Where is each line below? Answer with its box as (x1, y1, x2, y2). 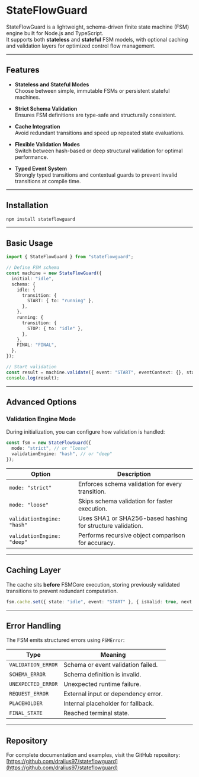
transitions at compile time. (14, 177, 81, 184)
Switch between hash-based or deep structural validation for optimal (14, 147, 183, 154)
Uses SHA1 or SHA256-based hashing (78, 514, 188, 522)
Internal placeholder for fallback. (63, 700, 154, 708)
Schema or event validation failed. (63, 661, 158, 669)
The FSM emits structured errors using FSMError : (6, 637, 125, 644)
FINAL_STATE (9, 710, 43, 717)
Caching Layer (6, 565, 61, 575)
